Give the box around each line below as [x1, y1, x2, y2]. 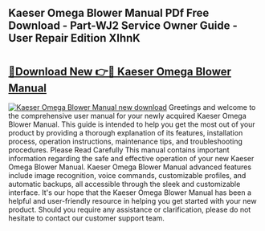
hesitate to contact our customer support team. [8, 213, 165, 223]
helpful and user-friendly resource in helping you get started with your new [8, 197, 257, 205]
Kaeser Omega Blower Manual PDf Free [8, 6, 210, 20]
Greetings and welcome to [168, 103, 256, 111]
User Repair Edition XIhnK [8, 31, 141, 45]
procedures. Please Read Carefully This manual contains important [8, 145, 230, 155]
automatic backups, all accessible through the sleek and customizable [8, 180, 241, 188]
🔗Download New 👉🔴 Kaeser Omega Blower [8, 64, 231, 79]
